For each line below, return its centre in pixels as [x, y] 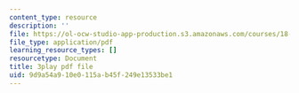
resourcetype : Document [53, 58]
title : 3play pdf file [51, 67]
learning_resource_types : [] [63, 50]
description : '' [39, 26]
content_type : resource [53, 17]
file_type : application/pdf [61, 42]
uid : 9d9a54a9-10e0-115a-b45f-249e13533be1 [91, 75]
